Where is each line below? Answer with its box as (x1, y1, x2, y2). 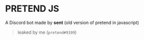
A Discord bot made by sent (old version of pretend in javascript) (5, 19, 139, 25)
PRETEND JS (5, 3, 59, 14)
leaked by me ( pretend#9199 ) (17, 29, 76, 35)
